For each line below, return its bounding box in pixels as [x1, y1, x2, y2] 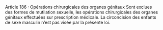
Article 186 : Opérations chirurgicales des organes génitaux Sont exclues [5, 4, 152, 10]
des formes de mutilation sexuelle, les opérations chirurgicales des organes [5, 9, 158, 15]
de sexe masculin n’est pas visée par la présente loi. [5, 19, 110, 25]
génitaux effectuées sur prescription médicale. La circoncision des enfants [5, 15, 156, 20]
